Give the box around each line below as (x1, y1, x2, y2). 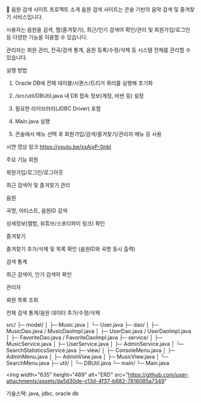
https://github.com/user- (128, 371, 189, 378)
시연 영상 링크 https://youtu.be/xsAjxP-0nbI (6, 144, 112, 150)
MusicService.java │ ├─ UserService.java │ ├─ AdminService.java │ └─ (6, 341, 184, 347)
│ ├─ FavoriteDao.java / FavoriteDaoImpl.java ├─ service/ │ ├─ (6, 334, 163, 341)
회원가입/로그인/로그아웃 (6, 169, 64, 176)
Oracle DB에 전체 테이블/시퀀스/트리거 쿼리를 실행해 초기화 (14, 79, 153, 86)
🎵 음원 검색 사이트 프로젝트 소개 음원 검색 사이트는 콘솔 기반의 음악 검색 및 (6, 6, 179, 13)
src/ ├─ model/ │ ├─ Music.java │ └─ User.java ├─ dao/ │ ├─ (6, 321, 159, 328)
